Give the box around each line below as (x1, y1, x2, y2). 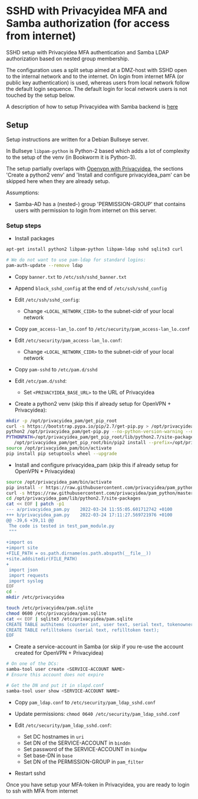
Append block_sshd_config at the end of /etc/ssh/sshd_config (14, 285, 167, 292)
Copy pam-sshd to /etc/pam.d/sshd (14, 366, 98, 373)
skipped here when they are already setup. (6, 177, 110, 184)
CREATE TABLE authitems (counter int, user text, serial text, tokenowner (6, 621, 194, 627)
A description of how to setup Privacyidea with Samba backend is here (6, 103, 179, 110)
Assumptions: (6, 189, 39, 196)
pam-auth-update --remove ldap (6, 262, 83, 268)
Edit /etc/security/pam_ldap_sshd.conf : (14, 722, 112, 729)
